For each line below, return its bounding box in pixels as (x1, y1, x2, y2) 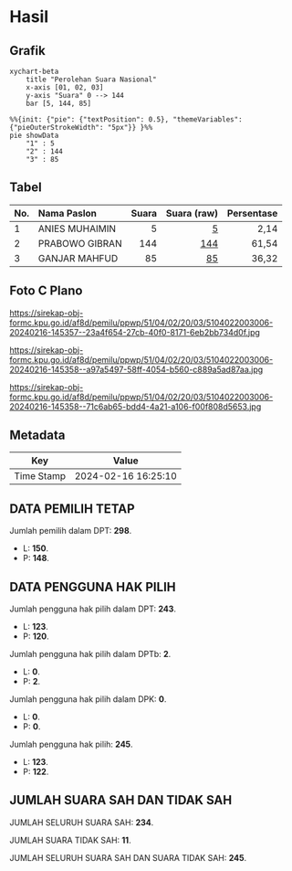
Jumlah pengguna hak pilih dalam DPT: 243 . (9, 603, 176, 614)
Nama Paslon (37, 207, 98, 219)
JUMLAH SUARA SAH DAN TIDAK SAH (9, 792, 233, 808)
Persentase (226, 207, 278, 219)
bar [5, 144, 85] (26, 99, 92, 108)
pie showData (9, 131, 59, 140)
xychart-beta (9, 67, 59, 76)
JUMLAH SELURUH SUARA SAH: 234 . (9, 816, 154, 828)
